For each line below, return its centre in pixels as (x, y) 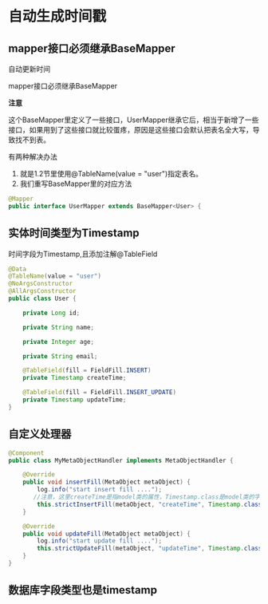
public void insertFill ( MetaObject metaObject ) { (107, 482)
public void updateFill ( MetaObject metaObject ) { (107, 534)
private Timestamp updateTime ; (75, 400)
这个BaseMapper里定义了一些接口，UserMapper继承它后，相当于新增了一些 (134, 120)
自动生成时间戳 (57, 16)
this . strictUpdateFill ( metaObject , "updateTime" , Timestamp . (141, 549)
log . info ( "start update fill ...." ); (99, 541)
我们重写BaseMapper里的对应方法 (76, 184)
